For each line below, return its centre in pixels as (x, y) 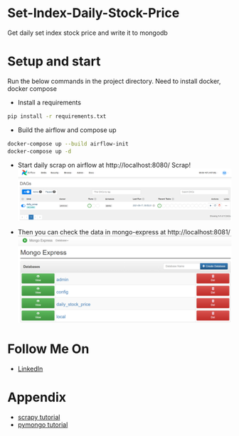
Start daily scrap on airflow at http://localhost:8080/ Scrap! (104, 165)
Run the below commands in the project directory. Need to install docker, (114, 81)
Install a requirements (49, 102)
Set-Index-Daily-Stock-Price (94, 13)
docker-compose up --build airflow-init (68, 143)
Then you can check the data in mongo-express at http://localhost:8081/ (124, 232)
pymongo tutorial (43, 425)
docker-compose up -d (39, 151)
